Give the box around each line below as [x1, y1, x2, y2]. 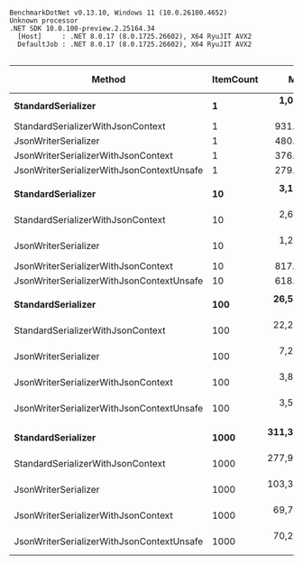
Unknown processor [9, 16, 78, 25]
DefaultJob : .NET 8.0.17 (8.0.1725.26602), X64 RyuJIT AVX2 [17, 40, 252, 49]
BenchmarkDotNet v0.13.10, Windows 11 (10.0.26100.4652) [9, 8, 228, 17]
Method [91, 73, 126, 86]
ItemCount [211, 73, 259, 86]
